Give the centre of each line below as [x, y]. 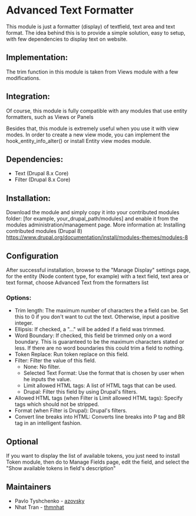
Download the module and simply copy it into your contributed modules [93, 212]
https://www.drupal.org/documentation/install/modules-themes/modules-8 [97, 237]
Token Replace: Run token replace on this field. [72, 354]
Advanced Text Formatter [70, 10]
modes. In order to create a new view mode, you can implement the [88, 134]
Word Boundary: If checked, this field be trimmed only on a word [93, 335]
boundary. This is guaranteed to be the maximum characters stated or [99, 342]
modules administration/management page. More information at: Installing [96, 225]
